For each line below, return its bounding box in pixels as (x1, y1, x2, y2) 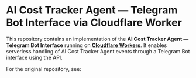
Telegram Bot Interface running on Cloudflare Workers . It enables (6, 42, 167, 49)
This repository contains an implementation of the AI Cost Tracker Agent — (6, 35, 189, 42)
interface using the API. (6, 54, 63, 61)
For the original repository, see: (6, 65, 82, 72)
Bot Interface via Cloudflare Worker (6, 16, 183, 29)
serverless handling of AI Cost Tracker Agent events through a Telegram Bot (6, 48, 190, 55)
